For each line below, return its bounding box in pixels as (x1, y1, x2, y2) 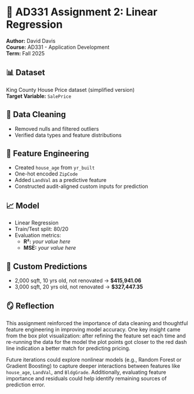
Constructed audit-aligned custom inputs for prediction (14, 183, 149, 190)
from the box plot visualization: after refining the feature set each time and (6, 332, 186, 339)
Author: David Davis (6, 37, 56, 44)
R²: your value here (23, 238, 71, 245)
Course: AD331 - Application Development (6, 44, 110, 51)
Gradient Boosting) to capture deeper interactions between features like (6, 362, 180, 369)
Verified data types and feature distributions (14, 131, 122, 138)
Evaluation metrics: (14, 232, 62, 239)
